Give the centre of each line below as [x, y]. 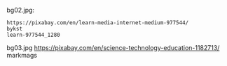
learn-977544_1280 [33, 35]
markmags [22, 55]
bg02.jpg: [21, 10]
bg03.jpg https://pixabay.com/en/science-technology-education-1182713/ [113, 48]
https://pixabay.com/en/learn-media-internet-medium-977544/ [98, 23]
